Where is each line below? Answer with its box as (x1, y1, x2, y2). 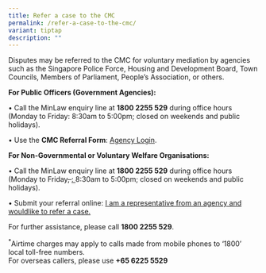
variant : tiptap (8, 26, 62, 34)
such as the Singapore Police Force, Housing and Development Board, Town (8, 64, 258, 74)
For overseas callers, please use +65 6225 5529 (8, 256, 168, 265)
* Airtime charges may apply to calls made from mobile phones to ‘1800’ (8, 237, 242, 248)
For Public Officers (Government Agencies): (8, 88, 156, 98)
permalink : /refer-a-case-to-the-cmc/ (8, 19, 137, 27)
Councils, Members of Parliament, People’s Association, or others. (8, 72, 225, 82)
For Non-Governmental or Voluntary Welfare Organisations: (8, 151, 210, 160)
